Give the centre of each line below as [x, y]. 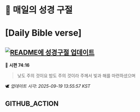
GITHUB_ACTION [32, 103]
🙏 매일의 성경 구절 [39, 10]
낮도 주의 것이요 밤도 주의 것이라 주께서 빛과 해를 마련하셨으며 [76, 76]
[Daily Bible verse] [43, 33]
